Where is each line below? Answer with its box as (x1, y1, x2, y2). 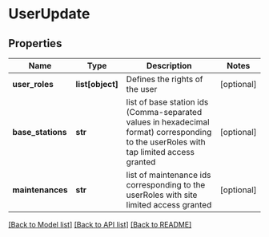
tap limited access (126, 147, 195, 157)
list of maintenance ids (126, 169, 211, 180)
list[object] (75, 79, 118, 89)
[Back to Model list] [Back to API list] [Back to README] (8, 220, 192, 229)
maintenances (12, 184, 68, 196)
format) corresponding (126, 127, 212, 137)
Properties (8, 37, 62, 50)
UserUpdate (8, 5, 90, 23)
